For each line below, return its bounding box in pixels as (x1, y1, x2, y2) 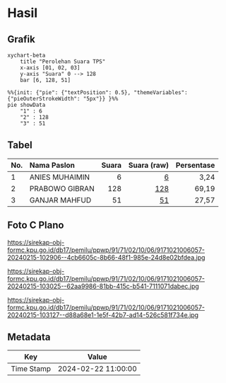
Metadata (7, 331, 51, 343)
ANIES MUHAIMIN (29, 172, 90, 182)
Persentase (175, 160, 215, 170)
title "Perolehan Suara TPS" (20, 58, 106, 65)
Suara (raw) (128, 160, 169, 170)
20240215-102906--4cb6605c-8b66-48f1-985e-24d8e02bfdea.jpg (7, 253, 206, 261)
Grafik (7, 33, 35, 45)
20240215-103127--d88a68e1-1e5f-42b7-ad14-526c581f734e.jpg (7, 310, 199, 319)
